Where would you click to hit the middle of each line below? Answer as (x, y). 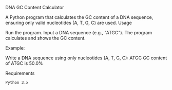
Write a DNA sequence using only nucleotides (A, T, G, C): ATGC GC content (86, 58)
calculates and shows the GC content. (45, 38)
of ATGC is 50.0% (24, 63)
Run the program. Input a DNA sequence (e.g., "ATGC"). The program (79, 32)
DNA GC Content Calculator (35, 7)
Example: (15, 48)
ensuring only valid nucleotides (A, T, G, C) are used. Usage (69, 23)
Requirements (20, 73)
